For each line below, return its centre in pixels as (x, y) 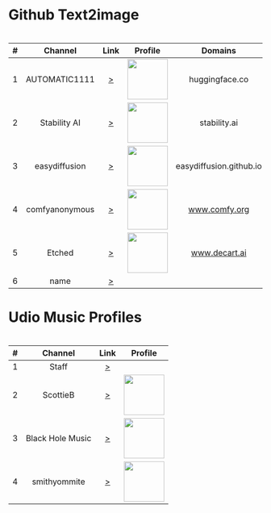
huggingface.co (219, 80)
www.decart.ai (219, 253)
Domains (219, 51)
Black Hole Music (58, 438)
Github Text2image (74, 15)
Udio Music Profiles (75, 317)
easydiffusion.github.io (219, 166)
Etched (60, 253)
